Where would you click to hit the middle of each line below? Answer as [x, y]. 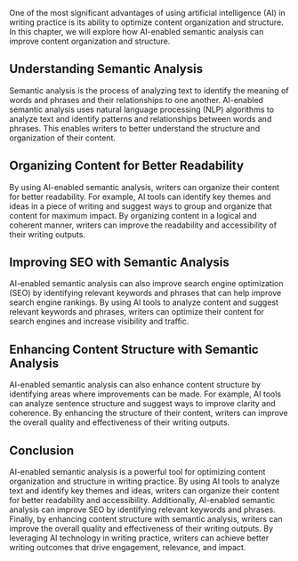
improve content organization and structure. [90, 41]
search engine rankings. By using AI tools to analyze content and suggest [144, 302]
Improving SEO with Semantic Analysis [119, 263]
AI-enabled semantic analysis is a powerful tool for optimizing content [137, 472]
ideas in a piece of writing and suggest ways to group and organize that [141, 206]
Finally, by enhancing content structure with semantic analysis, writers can [146, 519]
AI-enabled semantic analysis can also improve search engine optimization [146, 284]
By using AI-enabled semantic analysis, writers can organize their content [145, 187]
